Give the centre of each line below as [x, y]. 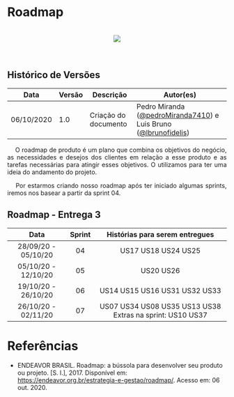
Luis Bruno [154, 124]
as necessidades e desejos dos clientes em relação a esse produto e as [117, 157]
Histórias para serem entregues [161, 234]
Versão [71, 95]
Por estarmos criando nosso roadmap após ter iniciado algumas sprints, [121, 185]
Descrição [110, 95]
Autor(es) [180, 95]
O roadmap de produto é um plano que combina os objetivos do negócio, [121, 150]
